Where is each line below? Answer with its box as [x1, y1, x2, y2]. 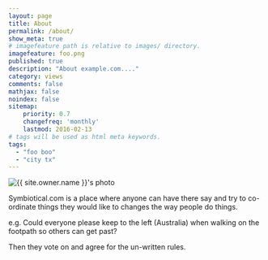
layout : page [8, 11, 53, 20]
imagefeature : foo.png [8, 50, 85, 58]
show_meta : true [8, 34, 63, 43]
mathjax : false [8, 87, 60, 96]
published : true [8, 58, 63, 66]
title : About [8, 19, 53, 28]
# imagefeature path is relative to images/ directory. [8, 42, 201, 50]
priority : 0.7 [23, 110, 70, 119]
